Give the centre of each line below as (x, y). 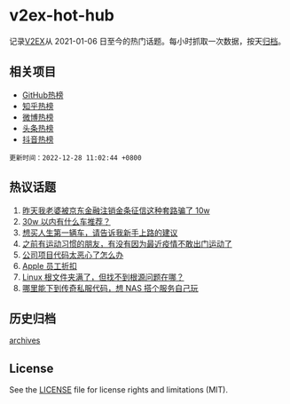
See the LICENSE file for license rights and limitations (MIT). (119, 390)
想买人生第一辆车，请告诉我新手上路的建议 (100, 233)
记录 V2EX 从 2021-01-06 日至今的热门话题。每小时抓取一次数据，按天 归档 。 (148, 41)
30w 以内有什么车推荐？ (66, 221)
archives (25, 341)
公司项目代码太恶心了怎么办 (73, 255)
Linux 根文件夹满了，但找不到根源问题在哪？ (103, 277)
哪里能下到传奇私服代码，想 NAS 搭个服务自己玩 (110, 288)
